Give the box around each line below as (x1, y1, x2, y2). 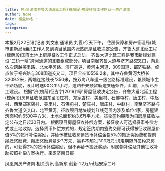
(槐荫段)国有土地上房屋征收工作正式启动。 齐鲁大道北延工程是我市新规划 (5, 52, 152, 58)
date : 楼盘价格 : (5, 16, 38, 21)
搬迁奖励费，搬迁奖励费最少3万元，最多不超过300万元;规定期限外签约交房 (5, 138, 155, 144)
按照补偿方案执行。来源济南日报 (9, 150, 74, 156)
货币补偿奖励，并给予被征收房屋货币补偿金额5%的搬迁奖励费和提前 (20, 132, 157, 138)
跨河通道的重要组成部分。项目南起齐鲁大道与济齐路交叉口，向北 (30, 58, 160, 64)
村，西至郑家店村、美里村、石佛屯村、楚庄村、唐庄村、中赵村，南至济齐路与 (5, 101, 160, 107)
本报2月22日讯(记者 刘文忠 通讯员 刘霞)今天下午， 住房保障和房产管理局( (5, 40, 152, 46)
